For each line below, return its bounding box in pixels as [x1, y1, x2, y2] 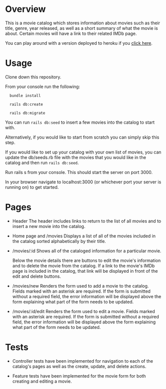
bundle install [9, 93, 41, 98]
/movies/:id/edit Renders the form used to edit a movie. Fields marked [12, 308, 155, 314]
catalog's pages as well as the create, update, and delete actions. [12, 363, 147, 369]
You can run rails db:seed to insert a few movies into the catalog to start [5, 119, 155, 125]
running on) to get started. [5, 184, 59, 190]
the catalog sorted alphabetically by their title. [12, 238, 107, 244]
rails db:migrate [9, 110, 46, 115]
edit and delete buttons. [12, 273, 61, 279]
